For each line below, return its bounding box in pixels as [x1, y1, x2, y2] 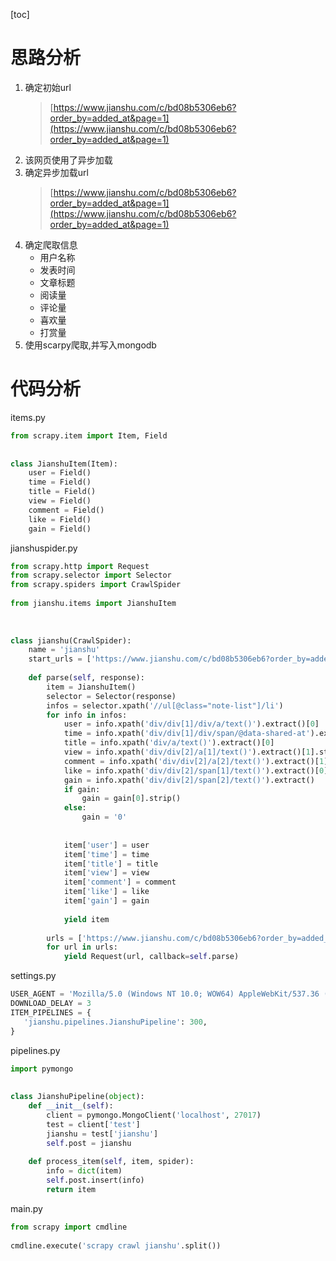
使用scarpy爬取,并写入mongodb [24, 339, 157, 351]
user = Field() [28, 468, 92, 478]
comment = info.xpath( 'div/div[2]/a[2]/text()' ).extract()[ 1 [63, 756, 325, 766]
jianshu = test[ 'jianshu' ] [46, 1129, 159, 1139]
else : [63, 803, 87, 813]
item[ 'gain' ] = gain [63, 896, 150, 906]
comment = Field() [28, 505, 105, 515]
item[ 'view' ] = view [63, 868, 150, 878]
